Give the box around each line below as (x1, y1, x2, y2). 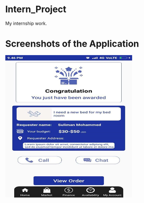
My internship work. (5, 20, 47, 26)
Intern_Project (5, 4, 67, 15)
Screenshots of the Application (5, 38, 139, 50)
